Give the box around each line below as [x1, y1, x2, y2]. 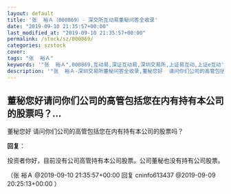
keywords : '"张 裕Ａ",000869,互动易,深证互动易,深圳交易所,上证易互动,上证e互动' [7, 61, 225, 68]
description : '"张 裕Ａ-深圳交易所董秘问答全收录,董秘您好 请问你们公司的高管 [7, 67, 215, 74]
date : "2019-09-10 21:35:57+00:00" [7, 23, 109, 30]
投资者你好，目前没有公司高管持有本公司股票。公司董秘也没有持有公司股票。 [7, 156, 224, 165]
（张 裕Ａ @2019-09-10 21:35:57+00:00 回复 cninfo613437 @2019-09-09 [7, 171, 216, 180]
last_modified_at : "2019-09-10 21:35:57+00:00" [7, 29, 146, 36]
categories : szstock [7, 42, 67, 49]
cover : [7, 49, 26, 56]
